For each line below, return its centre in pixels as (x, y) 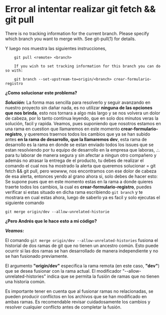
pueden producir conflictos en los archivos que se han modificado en (76, 296)
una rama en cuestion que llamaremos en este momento (62, 129)
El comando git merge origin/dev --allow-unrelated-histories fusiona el (82, 240)
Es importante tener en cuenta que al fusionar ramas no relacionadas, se (79, 291)
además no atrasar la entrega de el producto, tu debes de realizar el (74, 160)
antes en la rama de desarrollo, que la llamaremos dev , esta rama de (76, 139)
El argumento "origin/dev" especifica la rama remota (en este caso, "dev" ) (82, 266)
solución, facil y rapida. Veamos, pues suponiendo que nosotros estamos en (83, 123)
